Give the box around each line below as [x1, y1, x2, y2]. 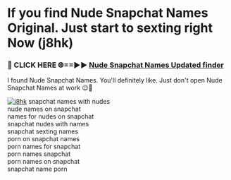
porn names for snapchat [7, 143, 81, 151]
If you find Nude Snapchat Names [7, 5, 208, 21]
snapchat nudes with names [7, 120, 89, 128]
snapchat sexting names [7, 127, 79, 136]
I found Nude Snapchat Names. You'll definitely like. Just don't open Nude [7, 76, 223, 85]
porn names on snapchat [7, 157, 80, 166]
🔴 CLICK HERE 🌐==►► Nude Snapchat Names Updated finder [7, 60, 224, 70]
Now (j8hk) [7, 35, 74, 51]
